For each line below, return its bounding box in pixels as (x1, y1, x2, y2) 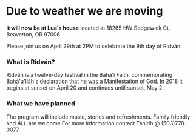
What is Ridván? (6, 57, 56, 66)
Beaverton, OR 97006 (6, 30, 61, 38)
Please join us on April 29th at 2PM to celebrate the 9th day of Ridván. (6, 42, 182, 50)
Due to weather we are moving (6, 4, 163, 18)
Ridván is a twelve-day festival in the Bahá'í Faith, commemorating (6, 71, 173, 79)
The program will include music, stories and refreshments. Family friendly (6, 113, 191, 120)
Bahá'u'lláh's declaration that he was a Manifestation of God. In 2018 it (6, 77, 183, 85)
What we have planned (6, 99, 76, 108)
